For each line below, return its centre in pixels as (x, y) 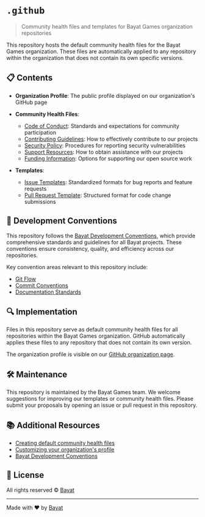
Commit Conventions (41, 285)
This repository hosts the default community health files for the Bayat (94, 45)
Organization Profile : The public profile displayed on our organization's (105, 95)
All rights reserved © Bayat (41, 490)
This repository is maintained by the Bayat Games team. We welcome (94, 392)
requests (35, 188)
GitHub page (31, 102)
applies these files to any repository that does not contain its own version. (99, 343)
